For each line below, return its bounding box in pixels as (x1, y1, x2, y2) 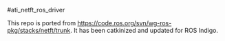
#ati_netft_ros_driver (7, 6, 65, 14)
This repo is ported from (7, 19, 76, 27)
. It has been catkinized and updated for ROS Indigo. (69, 27, 219, 34)
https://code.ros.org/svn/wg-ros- (77, 19, 172, 27)
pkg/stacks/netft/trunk (7, 27, 71, 34)
